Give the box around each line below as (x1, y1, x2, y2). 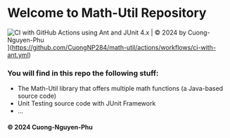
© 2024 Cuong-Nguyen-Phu (7, 123, 94, 131)
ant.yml (7, 51, 30, 59)
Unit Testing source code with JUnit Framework (17, 99, 156, 108)
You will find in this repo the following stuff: (7, 68, 159, 78)
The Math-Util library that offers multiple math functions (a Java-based (17, 84, 224, 93)
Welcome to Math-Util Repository (7, 5, 207, 21)
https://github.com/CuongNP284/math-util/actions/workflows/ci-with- (11, 43, 217, 51)
